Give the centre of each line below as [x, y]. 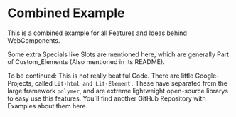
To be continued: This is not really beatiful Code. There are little [101, 76]
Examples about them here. [48, 106]
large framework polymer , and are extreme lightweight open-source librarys [118, 91]
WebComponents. [34, 40]
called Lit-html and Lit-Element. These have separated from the [131, 83]
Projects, [20, 83]
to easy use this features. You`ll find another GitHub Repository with [107, 98]
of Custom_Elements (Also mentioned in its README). [86, 61]
